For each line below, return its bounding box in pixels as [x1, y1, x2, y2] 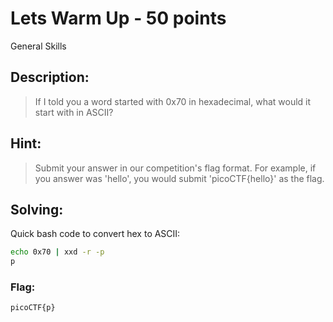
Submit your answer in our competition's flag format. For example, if [34, 162, 317, 174]
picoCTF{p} [10, 303, 56, 313]
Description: [10, 69, 90, 86]
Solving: [10, 201, 64, 218]
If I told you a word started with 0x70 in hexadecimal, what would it [34, 95, 312, 107]
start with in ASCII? [34, 106, 114, 118]
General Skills [10, 40, 67, 52]
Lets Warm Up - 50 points [10, 7, 227, 30]
